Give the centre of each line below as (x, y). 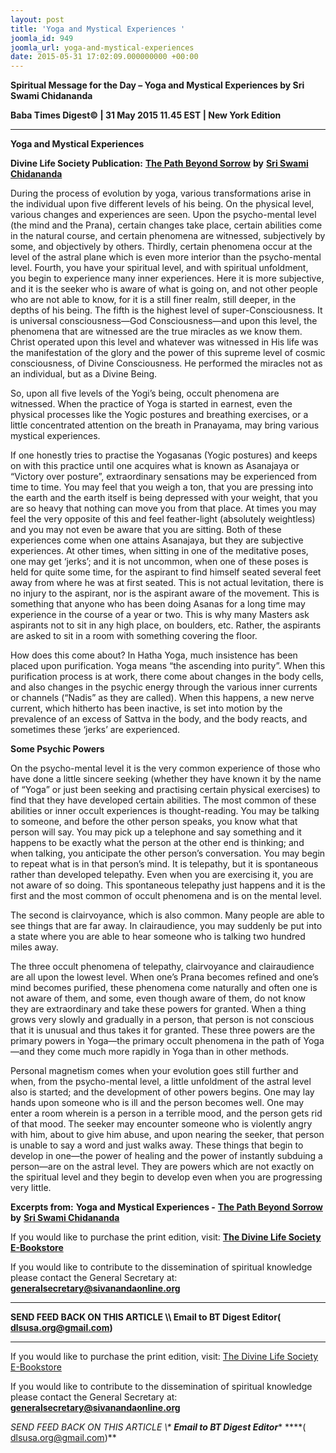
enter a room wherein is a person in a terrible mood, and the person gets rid (166, 1113)
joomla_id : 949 (42, 38)
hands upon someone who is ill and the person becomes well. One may (157, 1103)
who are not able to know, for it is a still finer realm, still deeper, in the (153, 300)
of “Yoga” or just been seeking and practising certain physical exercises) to (165, 790)
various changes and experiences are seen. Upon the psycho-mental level (163, 215)
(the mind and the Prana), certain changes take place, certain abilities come (166, 225)
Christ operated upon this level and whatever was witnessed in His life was (164, 342)
